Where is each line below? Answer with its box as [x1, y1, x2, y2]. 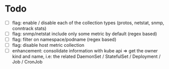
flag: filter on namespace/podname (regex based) [12, 36, 117, 43]
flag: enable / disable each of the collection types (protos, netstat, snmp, [12, 20, 164, 26]
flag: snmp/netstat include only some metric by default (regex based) [12, 31, 157, 37]
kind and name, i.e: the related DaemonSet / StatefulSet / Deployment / [12, 53, 161, 59]
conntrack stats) [12, 26, 47, 31]
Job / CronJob [12, 59, 43, 65]
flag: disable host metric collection [12, 42, 85, 48]
